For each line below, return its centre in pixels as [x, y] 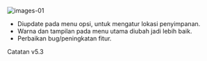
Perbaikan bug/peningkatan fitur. [64, 38]
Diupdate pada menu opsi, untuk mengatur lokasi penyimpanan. [109, 24]
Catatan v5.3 [25, 52]
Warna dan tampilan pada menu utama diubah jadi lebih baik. [105, 31]
